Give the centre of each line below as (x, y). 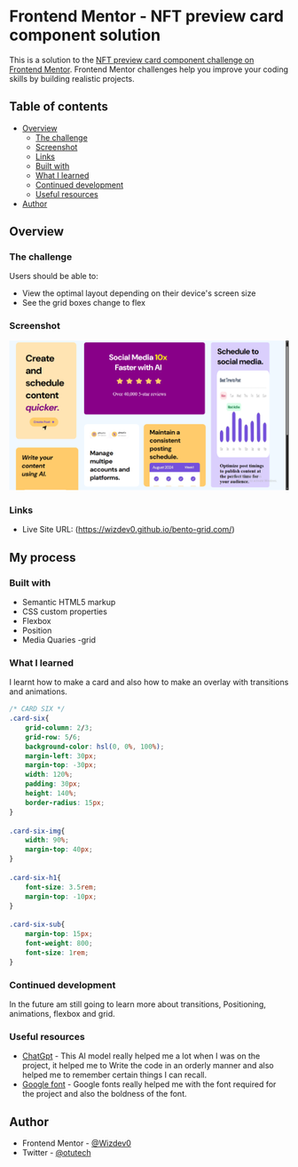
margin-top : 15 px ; (59, 934)
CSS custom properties (65, 611)
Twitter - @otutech (56, 1153)
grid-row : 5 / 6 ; (53, 737)
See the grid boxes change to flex (84, 303)
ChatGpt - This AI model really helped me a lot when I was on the (141, 1056)
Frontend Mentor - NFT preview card (146, 16)
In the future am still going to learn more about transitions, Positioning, (137, 1004)
